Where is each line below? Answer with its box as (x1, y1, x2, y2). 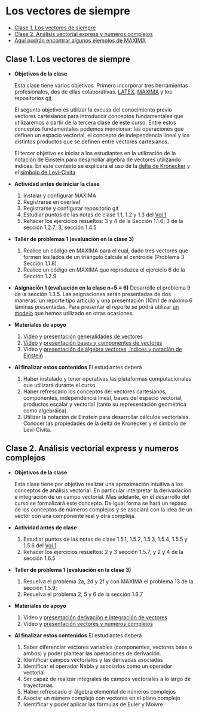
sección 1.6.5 (23, 555, 56, 562)
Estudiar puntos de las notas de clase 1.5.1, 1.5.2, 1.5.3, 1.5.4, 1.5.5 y (23, 535, 188, 543)
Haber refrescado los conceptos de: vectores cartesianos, (23, 388, 167, 395)
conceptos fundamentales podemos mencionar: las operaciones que (14, 125, 184, 132)
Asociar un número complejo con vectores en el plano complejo (23, 694, 180, 701)
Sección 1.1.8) (23, 260, 57, 267)
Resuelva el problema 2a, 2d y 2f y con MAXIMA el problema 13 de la (23, 577, 194, 585)
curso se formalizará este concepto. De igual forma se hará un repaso (14, 499, 187, 507)
